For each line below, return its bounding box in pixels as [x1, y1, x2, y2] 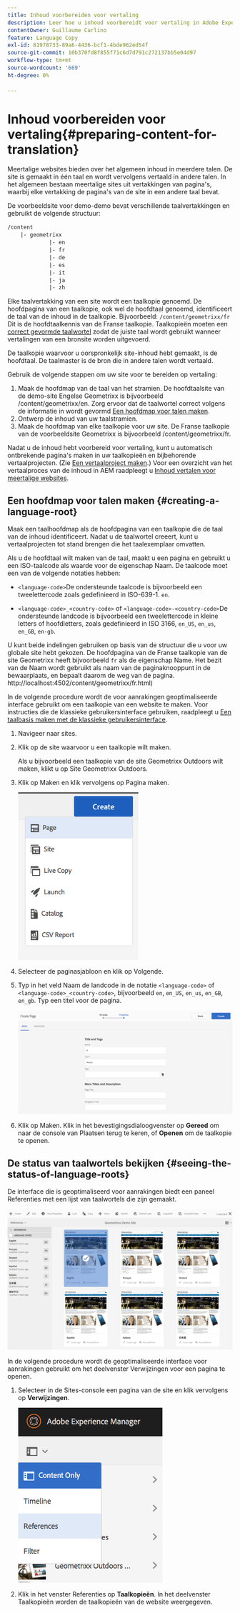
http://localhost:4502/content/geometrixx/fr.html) [7, 679, 154, 687]
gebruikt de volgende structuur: [7, 209, 101, 218]
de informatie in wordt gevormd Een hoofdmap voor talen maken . [17, 407, 210, 416]
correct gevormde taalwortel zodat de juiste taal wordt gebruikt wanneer [7, 327, 221, 336]
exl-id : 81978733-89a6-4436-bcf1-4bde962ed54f [7, 41, 149, 49]
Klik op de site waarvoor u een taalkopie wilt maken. [17, 743, 171, 751]
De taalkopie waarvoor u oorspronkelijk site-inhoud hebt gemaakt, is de [7, 349, 218, 357]
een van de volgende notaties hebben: [7, 569, 121, 578]
